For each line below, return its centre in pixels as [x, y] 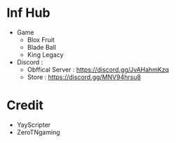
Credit [25, 105]
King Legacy [45, 55]
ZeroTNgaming [38, 132]
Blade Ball [42, 47]
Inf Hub [28, 13]
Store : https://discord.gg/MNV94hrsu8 [84, 77]
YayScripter [34, 125]
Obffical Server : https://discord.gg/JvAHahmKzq [98, 69]
